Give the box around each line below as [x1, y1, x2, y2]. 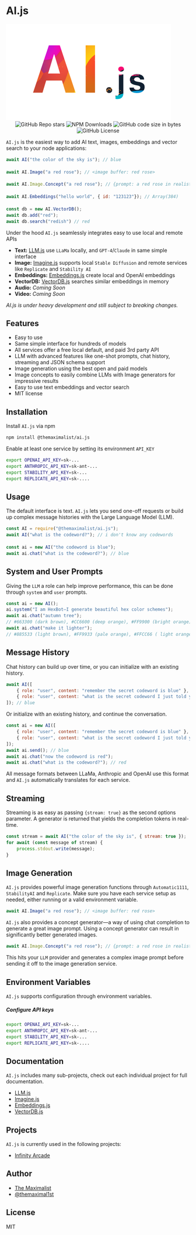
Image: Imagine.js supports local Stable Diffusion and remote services [14, 259, 188, 266]
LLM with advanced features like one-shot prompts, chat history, [14, 353, 170, 360]
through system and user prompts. [6, 589, 87, 596]
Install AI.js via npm [6, 423, 55, 430]
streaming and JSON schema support [14, 359, 106, 366]
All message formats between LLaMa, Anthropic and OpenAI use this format [6, 770, 189, 777]
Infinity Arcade [14, 1152, 51, 1159]
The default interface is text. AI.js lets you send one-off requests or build [6, 508, 184, 515]
